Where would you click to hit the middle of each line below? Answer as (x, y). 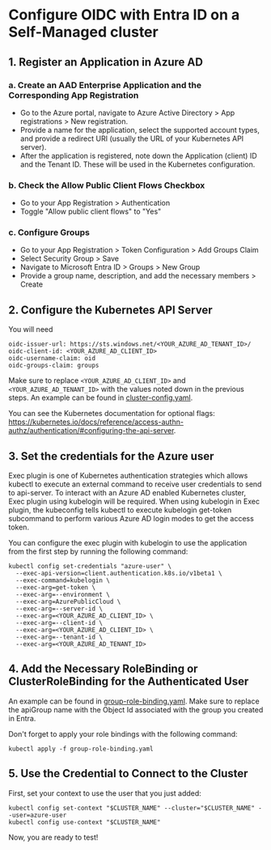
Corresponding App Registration (74, 95)
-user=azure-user (38, 815)
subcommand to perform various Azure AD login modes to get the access (131, 519)
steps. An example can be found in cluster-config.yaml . (101, 397)
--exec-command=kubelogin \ (63, 580)
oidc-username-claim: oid (52, 359)
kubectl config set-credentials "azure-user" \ (90, 567)
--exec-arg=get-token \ (55, 588)
